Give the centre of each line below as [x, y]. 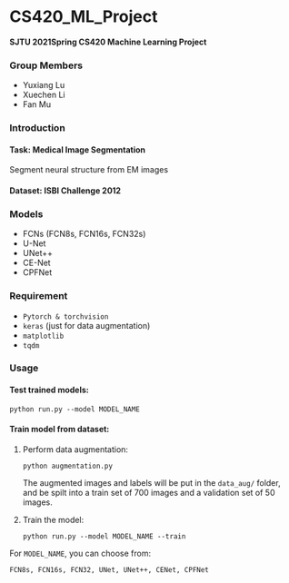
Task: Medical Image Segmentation [78, 149]
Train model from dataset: [60, 430]
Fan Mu [37, 104]
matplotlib [43, 336]
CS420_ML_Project [84, 17]
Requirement [39, 296]
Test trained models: [49, 390]
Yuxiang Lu [44, 85]
